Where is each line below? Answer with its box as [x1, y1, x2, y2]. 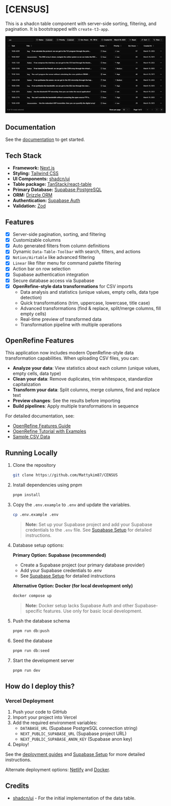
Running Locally [5, 448, 58, 457]
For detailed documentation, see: [5, 413, 75, 419]
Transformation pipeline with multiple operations [20, 321, 122, 327]
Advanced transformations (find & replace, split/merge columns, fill [20, 305, 161, 311]
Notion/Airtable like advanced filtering [12, 254, 95, 260]
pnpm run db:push [12, 628, 50, 633]
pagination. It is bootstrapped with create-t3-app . [5, 26, 109, 32]
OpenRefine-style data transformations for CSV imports [12, 283, 133, 289]
